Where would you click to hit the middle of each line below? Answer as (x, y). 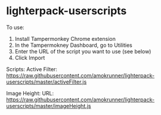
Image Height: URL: (30, 93)
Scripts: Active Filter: (32, 69)
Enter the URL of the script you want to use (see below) (83, 51)
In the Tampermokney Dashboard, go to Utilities (73, 45)
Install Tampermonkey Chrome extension (65, 39)
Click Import (30, 57)
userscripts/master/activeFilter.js (47, 82)
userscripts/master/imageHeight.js (49, 106)
